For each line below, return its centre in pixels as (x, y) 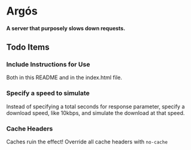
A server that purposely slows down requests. (66, 28)
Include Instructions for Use (48, 65)
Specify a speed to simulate (48, 93)
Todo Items (28, 47)
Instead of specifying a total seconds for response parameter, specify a (95, 106)
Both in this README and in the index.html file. (64, 77)
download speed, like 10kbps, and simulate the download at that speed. (95, 112)
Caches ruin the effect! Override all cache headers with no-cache (87, 142)
